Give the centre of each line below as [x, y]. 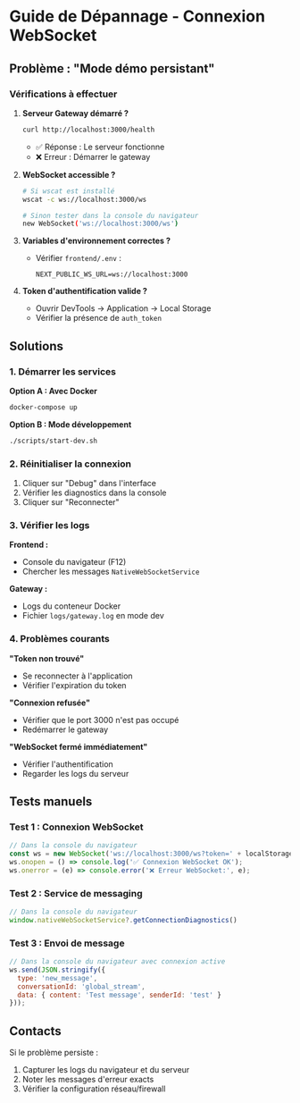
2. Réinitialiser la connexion [71, 464]
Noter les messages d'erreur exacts [88, 1080]
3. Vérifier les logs [50, 525]
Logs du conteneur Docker [71, 606]
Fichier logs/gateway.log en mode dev [93, 616]
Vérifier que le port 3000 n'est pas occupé [100, 720]
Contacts [36, 1031]
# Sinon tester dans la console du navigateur [110, 215]
